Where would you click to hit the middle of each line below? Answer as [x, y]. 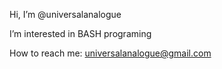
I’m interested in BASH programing [80, 33]
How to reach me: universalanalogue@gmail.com [110, 53]
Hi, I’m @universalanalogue [65, 14]
